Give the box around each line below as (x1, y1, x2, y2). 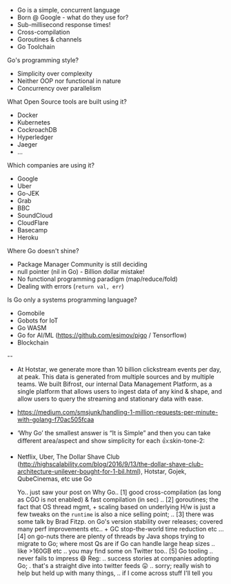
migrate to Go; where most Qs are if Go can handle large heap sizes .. (17, 540, 215, 547)
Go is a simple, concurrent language (17, 6, 121, 14)
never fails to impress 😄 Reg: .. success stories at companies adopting (17, 554, 219, 563)
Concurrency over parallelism (17, 84, 101, 92)
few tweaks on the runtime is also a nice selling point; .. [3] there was (17, 510, 214, 518)
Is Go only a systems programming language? (7, 295, 138, 304)
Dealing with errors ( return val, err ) (17, 282, 124, 290)
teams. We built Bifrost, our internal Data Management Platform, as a (17, 380, 212, 388)
